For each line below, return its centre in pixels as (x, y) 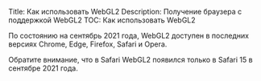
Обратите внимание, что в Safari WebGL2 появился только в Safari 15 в (130, 60)
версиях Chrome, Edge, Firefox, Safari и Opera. (88, 44)
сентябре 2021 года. (43, 68)
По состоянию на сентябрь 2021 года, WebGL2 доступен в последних (129, 36)
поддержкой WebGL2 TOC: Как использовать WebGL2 (102, 20)
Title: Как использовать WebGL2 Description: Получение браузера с (125, 12)
